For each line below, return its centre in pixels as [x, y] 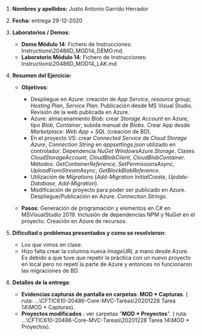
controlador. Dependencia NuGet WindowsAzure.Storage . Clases [112, 151]
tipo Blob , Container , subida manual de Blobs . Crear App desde [110, 125]
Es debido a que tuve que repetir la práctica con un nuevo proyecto [106, 258]
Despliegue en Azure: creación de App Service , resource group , [111, 99]
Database [43, 183]
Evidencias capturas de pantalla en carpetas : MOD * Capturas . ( [104, 294]
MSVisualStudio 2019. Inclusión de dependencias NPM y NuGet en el [108, 215]
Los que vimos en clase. [52, 245]
